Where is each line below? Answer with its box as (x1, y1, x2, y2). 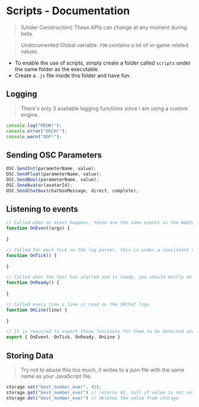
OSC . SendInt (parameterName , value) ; (6, 166, 97, 172)
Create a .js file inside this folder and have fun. (14, 72, 131, 79)
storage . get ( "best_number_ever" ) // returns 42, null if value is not (6, 389, 184, 395)
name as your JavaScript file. (20, 372, 92, 380)
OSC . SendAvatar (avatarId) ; (6, 182, 73, 188)
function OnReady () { (6, 280, 60, 286)
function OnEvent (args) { (6, 225, 70, 232)
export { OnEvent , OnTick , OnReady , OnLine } (6, 334, 120, 340)
